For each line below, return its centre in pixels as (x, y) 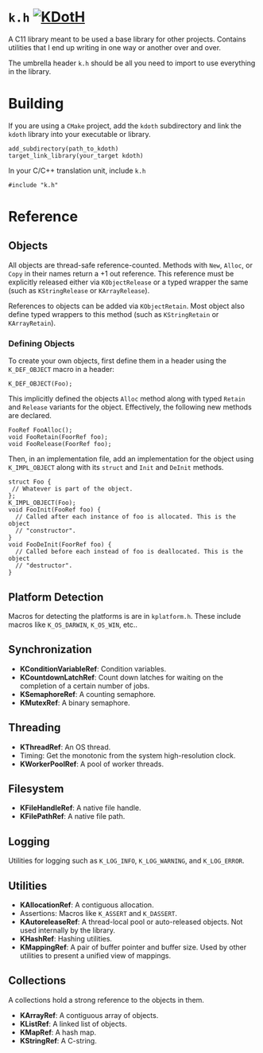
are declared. (30, 416)
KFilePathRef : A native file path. (72, 816)
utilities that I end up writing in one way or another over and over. (114, 47)
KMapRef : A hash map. (58, 1032)
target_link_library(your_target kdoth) (76, 155)
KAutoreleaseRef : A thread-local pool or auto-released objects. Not (131, 922)
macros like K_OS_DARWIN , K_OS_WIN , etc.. (73, 624)
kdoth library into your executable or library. (79, 134)
